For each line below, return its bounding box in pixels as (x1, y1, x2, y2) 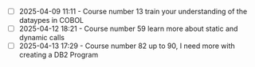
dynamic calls (18, 33, 65, 43)
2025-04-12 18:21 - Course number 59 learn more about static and (18, 24, 238, 34)
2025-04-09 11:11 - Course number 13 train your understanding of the (18, 7, 248, 16)
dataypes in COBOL (18, 16, 84, 25)
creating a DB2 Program (18, 50, 99, 60)
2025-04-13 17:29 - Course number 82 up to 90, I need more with (18, 41, 236, 50)
